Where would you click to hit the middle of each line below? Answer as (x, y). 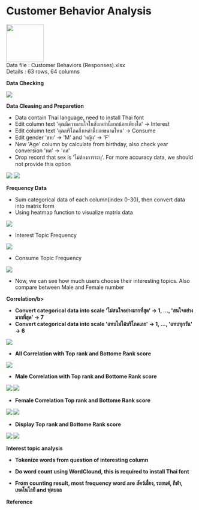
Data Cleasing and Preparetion (45, 105)
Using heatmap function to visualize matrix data (74, 212)
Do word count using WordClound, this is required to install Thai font (102, 471)
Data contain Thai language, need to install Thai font (79, 117)
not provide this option (43, 164)
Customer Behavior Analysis (79, 11)
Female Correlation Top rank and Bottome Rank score (83, 400)
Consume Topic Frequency (48, 258)
